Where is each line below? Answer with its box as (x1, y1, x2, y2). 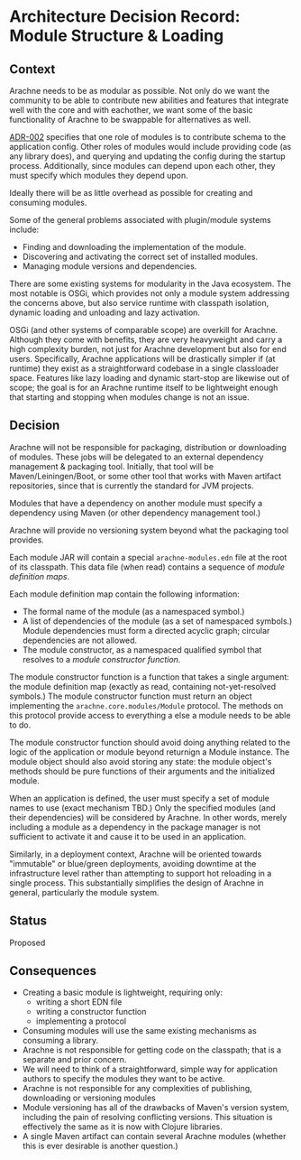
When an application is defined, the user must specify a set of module (9, 793, 270, 803)
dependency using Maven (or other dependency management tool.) (9, 507, 261, 518)
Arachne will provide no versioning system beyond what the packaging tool (9, 524, 289, 535)
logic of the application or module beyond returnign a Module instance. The (9, 747, 290, 757)
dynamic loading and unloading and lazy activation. (9, 307, 201, 318)
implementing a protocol (35, 1016, 127, 1026)
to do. (9, 719, 32, 730)
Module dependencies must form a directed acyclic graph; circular (22, 625, 270, 636)
